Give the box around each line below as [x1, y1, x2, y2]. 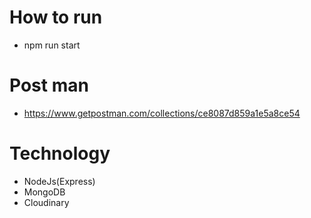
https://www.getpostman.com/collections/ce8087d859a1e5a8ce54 [23, 107, 301, 119]
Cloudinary [23, 196, 70, 208]
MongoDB [23, 186, 66, 198]
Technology [9, 142, 111, 165]
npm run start [23, 39, 81, 51]
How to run [9, 6, 103, 29]
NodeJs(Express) [23, 175, 96, 187]
